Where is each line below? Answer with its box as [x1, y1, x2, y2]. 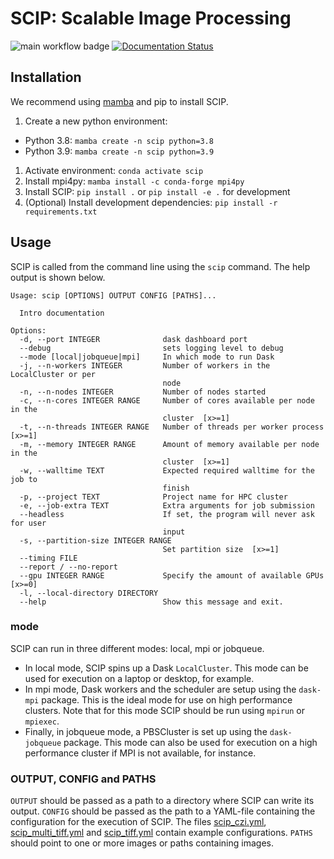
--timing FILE [19, 553, 78, 563]
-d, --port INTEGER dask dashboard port [19, 334, 248, 344]
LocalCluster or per [10, 369, 97, 379]
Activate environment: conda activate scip [24, 164, 204, 176]
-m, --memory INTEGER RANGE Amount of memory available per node [19, 439, 320, 449]
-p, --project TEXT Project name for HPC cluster [19, 492, 288, 502]
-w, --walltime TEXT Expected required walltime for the [19, 465, 315, 476]
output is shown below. [10, 271, 106, 283]
